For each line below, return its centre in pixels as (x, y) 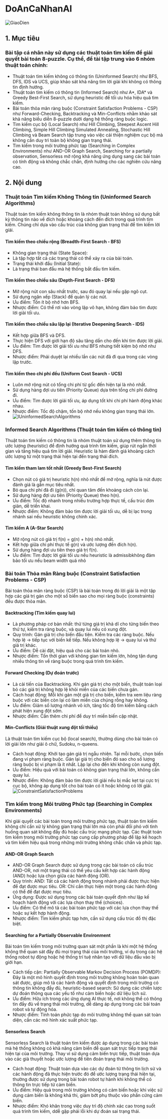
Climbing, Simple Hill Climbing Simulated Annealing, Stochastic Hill (81, 129)
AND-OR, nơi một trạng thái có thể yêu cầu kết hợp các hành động (81, 871)
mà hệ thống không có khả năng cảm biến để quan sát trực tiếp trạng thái (81, 1048)
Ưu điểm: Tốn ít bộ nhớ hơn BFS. (46, 302)
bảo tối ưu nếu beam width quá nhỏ (49, 561)
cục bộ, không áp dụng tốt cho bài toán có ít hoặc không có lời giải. (82, 785)
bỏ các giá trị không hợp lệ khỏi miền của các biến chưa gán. (75, 689)
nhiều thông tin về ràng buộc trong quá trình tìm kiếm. (68, 661)
